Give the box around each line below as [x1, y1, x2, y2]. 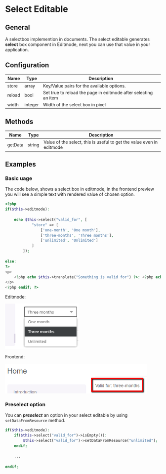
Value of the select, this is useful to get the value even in [43, 139, 158, 145]
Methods [5, 117, 34, 126]
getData [7, 142, 24, 148]
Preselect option [5, 401, 46, 408]
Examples [5, 160, 36, 169]
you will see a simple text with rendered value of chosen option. [5, 191, 135, 197]
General [5, 23, 31, 32]
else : [5, 259, 16, 264]
